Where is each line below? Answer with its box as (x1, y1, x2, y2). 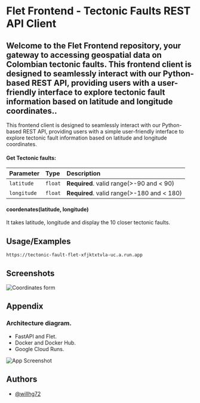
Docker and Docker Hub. (14, 339, 76, 346)
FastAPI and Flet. (14, 333, 57, 340)
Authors (6, 374, 38, 385)
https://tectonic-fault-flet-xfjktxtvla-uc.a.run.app (6, 252, 143, 258)
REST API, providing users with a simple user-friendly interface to (23, 128, 184, 135)
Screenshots (6, 268, 55, 278)
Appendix (6, 301, 44, 311)
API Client (6, 17, 57, 30)
